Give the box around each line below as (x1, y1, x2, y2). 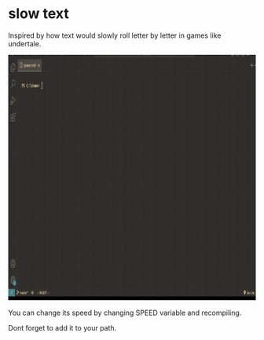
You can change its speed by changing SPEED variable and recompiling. (8, 308, 242, 317)
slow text (8, 5, 69, 23)
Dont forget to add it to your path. (8, 323, 117, 332)
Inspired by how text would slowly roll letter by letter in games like (8, 31, 222, 40)
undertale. (8, 38, 42, 48)
